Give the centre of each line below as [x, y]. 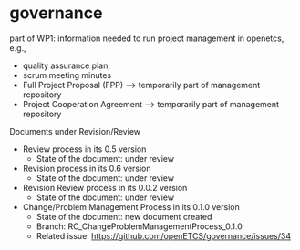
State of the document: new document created [124, 216]
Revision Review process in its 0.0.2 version [105, 187]
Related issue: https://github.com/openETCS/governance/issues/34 [164, 235]
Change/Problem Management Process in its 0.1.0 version [131, 206]
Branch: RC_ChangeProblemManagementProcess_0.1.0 [140, 226]
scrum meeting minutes [67, 75]
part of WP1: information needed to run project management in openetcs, [147, 38]
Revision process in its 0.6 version [87, 168]
